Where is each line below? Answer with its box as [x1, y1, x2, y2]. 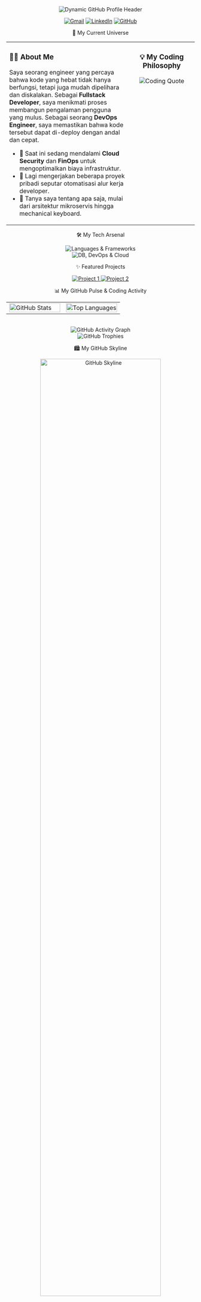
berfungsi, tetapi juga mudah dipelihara [9, 83, 120, 91]
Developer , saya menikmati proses [9, 98, 108, 106]
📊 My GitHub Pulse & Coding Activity [54, 287, 147, 294]
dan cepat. [9, 135, 39, 144]
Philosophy [142, 61, 181, 71]
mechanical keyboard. [19, 209, 82, 218]
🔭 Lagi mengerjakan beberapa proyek [19, 171, 125, 180]
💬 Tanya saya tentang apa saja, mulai [19, 194, 123, 202]
